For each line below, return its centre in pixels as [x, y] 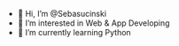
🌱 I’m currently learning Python [74, 32]
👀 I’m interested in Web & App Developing [93, 23]
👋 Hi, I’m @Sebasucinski [62, 14]
